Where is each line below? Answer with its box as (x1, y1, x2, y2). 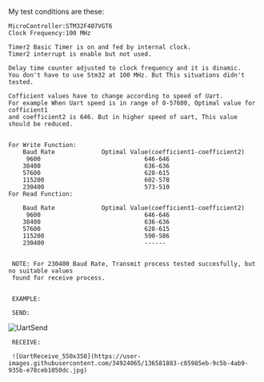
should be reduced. (8, 120, 74, 128)
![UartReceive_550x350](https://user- (11, 352, 142, 360)
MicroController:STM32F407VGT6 (8, 22, 113, 30)
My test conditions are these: (8, 7, 105, 16)
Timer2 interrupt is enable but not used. (8, 50, 152, 58)
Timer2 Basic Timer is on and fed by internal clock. (8, 43, 192, 51)
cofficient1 (8, 106, 48, 114)
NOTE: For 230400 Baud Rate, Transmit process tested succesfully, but (11, 260, 256, 268)
